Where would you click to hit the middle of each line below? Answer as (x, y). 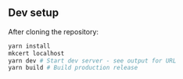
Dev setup (34, 13)
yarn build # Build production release (73, 68)
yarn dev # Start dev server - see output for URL (92, 61)
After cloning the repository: (54, 31)
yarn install (29, 46)
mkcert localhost (36, 53)
